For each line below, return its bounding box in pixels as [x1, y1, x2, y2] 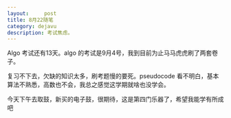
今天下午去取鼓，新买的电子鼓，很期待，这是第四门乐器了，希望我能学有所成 [7, 95, 224, 104]
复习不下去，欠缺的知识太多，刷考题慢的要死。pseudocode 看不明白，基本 [7, 72, 219, 80]
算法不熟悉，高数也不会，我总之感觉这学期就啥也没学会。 [7, 80, 170, 89]
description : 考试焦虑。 [7, 29, 74, 36]
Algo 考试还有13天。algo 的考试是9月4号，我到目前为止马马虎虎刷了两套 [7, 49, 212, 57]
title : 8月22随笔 [7, 16, 54, 23]
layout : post [7, 10, 57, 17]
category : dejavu [7, 23, 57, 29]
